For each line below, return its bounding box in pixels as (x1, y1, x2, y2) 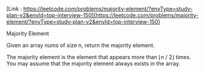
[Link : (6, 5, 23, 12)
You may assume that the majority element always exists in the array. (6, 60, 181, 67)
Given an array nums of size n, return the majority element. (6, 42, 155, 49)
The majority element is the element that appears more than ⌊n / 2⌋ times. (6, 54, 192, 60)
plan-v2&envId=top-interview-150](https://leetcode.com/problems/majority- (6, 12, 199, 19)
